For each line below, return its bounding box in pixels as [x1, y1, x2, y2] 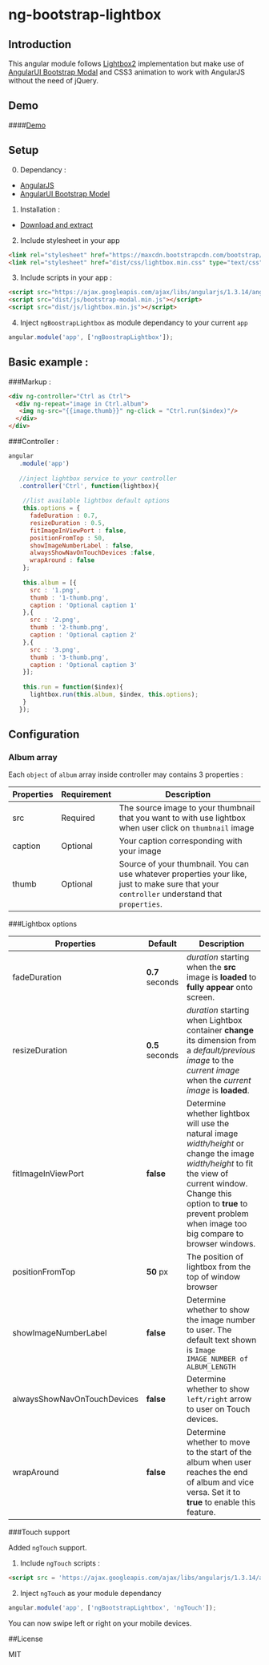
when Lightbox [187, 1015, 243, 1026]
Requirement [61, 789, 112, 800]
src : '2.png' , [29, 616, 81, 624]
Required [61, 812, 95, 823]
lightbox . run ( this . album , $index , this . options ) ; [29, 691, 199, 699]
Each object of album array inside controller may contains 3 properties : [8, 770, 243, 779]
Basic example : [8, 355, 89, 370]
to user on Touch [187, 1404, 251, 1415]
